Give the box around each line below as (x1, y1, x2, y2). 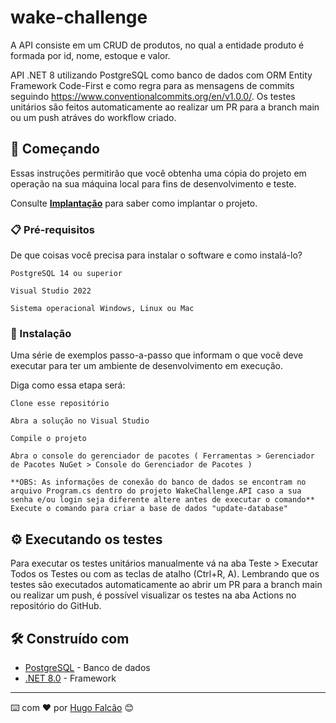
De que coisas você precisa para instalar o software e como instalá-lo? (10, 249, 303, 261)
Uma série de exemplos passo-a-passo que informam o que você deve (10, 349, 304, 361)
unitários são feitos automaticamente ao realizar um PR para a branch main (10, 101, 320, 113)
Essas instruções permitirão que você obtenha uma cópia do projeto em (10, 167, 307, 179)
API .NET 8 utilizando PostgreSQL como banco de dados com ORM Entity (10, 69, 313, 81)
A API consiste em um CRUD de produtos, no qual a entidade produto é (10, 39, 305, 51)
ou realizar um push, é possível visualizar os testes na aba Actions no (10, 589, 297, 601)
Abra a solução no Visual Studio (10, 416, 150, 426)
